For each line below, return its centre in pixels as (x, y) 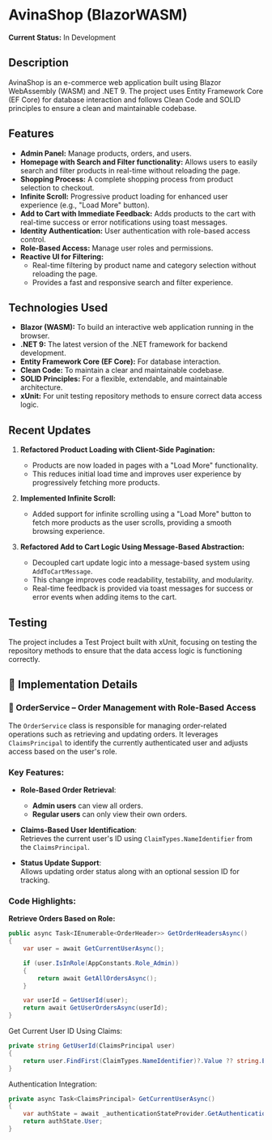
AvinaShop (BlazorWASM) (98, 15)
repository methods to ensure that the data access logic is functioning (125, 651)
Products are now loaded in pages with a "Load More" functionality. (145, 465)
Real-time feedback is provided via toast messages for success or (142, 588)
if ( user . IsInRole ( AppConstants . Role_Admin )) (101, 963)
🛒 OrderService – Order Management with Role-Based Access (132, 708)
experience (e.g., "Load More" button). (85, 205)
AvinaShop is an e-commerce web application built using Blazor (115, 82)
